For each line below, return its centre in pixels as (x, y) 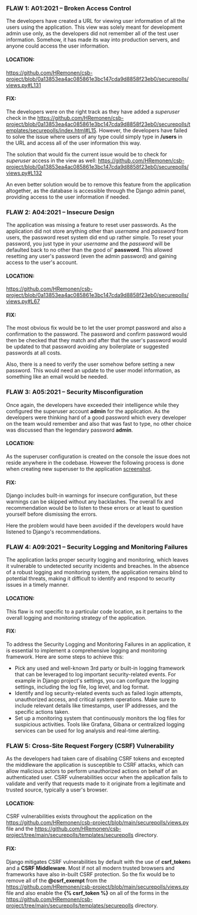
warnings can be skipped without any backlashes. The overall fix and (90, 502)
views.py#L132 (24, 173)
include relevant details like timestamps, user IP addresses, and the (96, 705)
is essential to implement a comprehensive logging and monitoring (87, 650)
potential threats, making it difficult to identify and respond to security (91, 579)
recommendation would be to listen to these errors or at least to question (94, 508)
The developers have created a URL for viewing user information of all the (96, 21)
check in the (21, 118)
